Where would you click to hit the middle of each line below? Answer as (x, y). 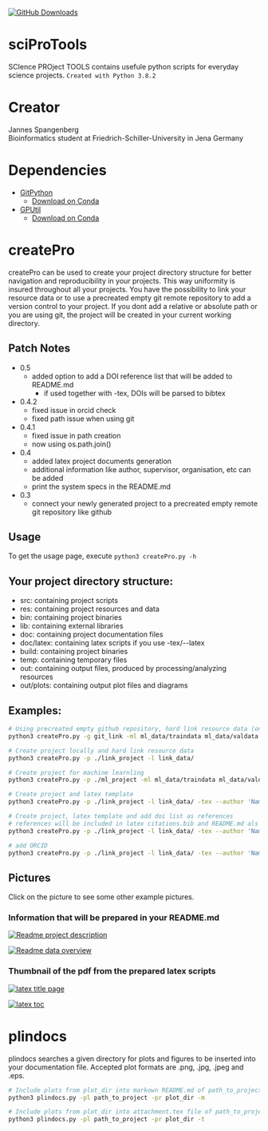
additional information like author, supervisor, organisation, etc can (141, 469)
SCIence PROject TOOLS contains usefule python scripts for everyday (124, 66)
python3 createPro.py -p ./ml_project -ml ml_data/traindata (112, 780)
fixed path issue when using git (83, 419)
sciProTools (48, 45)
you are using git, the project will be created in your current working (120, 315)
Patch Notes (39, 349)
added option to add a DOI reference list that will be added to (132, 376)
